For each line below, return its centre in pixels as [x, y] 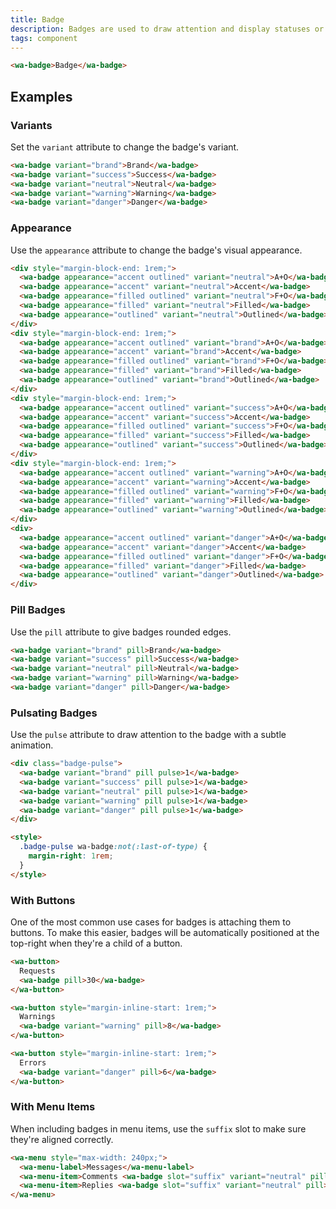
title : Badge [37, 19]
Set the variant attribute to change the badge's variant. [125, 147]
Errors [33, 1062]
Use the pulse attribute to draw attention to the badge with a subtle [148, 735]
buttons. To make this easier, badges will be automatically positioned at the [165, 932]
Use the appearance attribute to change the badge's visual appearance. [156, 250]
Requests [37, 971]
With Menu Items [53, 1107]
